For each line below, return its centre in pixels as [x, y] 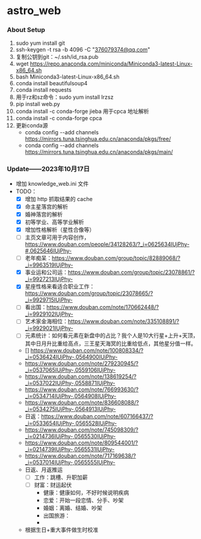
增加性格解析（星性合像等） [60, 230]
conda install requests [44, 90]
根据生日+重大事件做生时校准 [61, 529]
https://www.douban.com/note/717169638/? [80, 456]
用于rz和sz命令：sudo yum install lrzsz [64, 97]
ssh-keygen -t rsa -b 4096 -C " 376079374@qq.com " [83, 50]
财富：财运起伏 [53, 484]
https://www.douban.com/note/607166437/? [97, 416]
